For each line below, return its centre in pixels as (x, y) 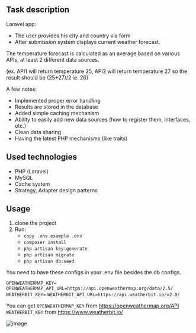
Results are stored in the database (57, 107)
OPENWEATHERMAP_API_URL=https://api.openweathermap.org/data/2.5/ (90, 288)
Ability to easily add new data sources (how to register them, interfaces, (102, 119)
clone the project (36, 223)
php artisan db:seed (49, 261)
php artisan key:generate (55, 249)
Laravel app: (21, 24)
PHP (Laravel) (32, 171)
